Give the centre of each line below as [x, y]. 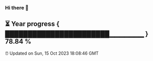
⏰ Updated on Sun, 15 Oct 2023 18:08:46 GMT [52, 53]
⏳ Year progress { [32, 24]
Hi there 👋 [17, 8]
